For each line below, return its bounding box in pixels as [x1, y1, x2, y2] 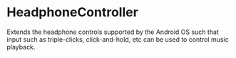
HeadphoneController [6, 4, 138, 21]
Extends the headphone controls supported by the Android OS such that [6, 28, 219, 36]
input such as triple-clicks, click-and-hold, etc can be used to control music [6, 35, 229, 43]
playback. [6, 42, 36, 51]
